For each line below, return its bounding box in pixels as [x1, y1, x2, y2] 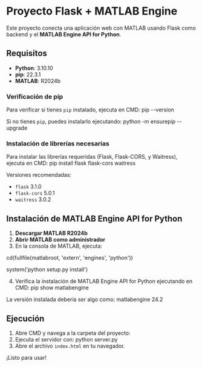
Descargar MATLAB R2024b [15, 230, 88, 237]
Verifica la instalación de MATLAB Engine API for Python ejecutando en [15, 277, 192, 285]
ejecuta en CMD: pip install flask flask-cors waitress [6, 159, 136, 167]
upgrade [6, 124, 28, 131]
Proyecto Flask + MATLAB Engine [6, 4, 178, 18]
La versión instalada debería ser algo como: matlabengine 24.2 [6, 296, 163, 303]
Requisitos [6, 48, 47, 59]
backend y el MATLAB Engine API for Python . [6, 30, 122, 38]
